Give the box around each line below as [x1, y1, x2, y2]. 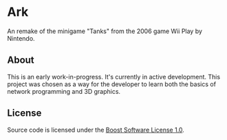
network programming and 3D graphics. [7, 87, 121, 95]
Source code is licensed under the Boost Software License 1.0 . [7, 126, 184, 134]
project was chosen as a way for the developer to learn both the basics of [7, 80, 217, 88]
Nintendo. [7, 34, 36, 42]
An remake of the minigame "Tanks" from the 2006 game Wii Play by [7, 27, 203, 35]
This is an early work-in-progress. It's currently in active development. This [7, 72, 221, 81]
